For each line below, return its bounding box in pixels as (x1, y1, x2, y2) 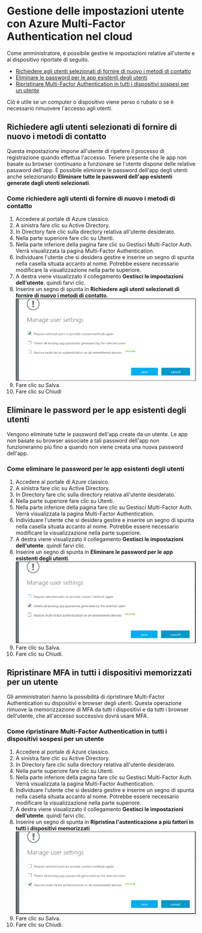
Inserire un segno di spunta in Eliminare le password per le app (15, 548, 173, 556)
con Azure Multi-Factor (7, 17, 125, 31)
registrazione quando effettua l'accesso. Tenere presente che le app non (7, 154, 187, 161)
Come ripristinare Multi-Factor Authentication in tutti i (7, 727, 167, 736)
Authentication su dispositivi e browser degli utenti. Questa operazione (7, 699, 182, 706)
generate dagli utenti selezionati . (7, 179, 91, 187)
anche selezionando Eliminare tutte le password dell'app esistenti (7, 173, 173, 180)
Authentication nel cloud (7, 30, 132, 43)
